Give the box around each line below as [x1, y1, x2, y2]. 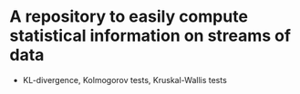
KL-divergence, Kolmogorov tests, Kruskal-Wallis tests [22, 74, 228, 85]
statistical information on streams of [9, 25, 292, 46]
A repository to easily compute [9, 6, 249, 27]
